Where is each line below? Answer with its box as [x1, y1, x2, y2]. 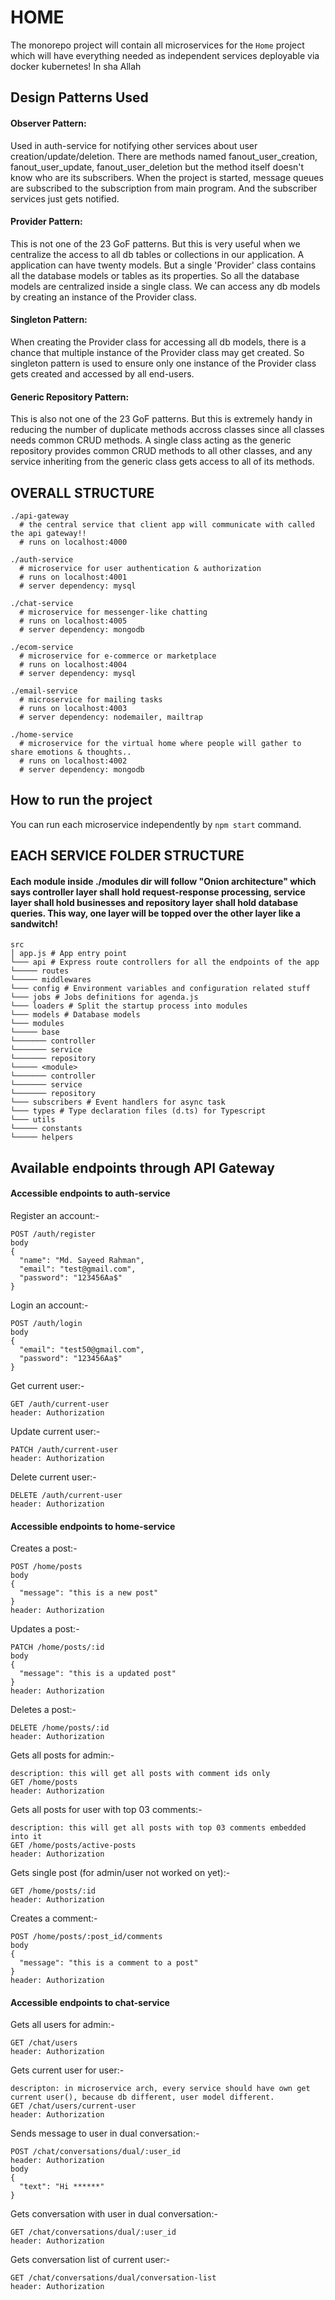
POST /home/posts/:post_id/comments [10, 1932, 163, 1942]
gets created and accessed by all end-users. [10, 367, 195, 380]
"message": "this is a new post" [19, 1588, 159, 1598]
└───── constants [10, 1124, 83, 1134]
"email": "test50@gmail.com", [19, 1344, 145, 1355]
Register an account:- [10, 1209, 100, 1221]
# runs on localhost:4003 [19, 703, 128, 713]
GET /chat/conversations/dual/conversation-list [10, 2273, 217, 2283]
